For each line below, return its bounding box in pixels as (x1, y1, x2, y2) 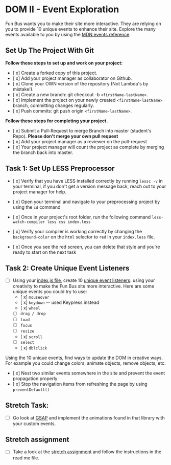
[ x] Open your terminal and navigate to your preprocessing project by (12, 198, 160, 205)
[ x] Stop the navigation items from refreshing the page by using (12, 381, 148, 387)
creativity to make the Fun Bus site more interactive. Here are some (12, 283, 155, 290)
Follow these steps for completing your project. (5, 118, 108, 124)
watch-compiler (12, 219, 45, 225)
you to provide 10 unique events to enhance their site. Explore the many (5, 26, 156, 32)
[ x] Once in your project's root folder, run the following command (12, 214, 151, 220)
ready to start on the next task (12, 249, 77, 255)
